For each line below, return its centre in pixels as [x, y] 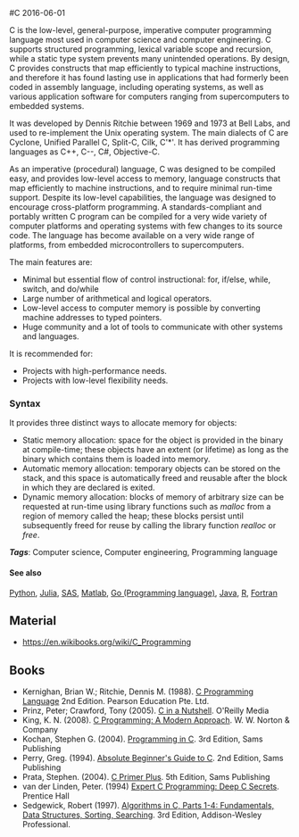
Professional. [46, 825]
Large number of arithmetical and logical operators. [117, 298]
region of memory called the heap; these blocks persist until [133, 516]
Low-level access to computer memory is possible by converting [141, 308]
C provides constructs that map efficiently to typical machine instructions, [145, 68]
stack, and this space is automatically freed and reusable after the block [154, 478]
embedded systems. [47, 106]
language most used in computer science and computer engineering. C [140, 40]
